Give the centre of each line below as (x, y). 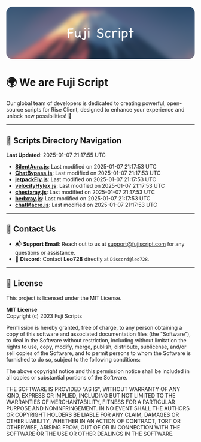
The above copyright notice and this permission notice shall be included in (98, 371)
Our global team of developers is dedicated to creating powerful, (86, 103)
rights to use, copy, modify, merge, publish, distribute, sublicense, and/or (96, 347)
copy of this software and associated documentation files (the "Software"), (99, 334)
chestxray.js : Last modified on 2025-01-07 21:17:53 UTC (85, 192)
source (15, 110)
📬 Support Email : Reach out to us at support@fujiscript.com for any (100, 244)
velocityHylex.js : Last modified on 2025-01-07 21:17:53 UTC (90, 186)
